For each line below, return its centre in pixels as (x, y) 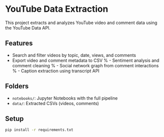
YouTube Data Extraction (57, 9)
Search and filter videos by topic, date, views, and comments (74, 55)
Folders (17, 86)
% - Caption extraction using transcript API (56, 71)
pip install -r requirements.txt (39, 130)
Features (19, 43)
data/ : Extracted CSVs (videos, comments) (55, 103)
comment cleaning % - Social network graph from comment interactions (85, 65)
